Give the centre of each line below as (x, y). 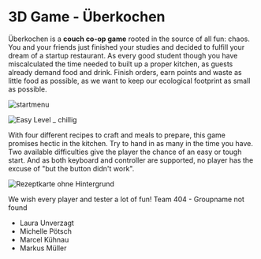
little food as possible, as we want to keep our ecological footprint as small (129, 81)
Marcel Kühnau (44, 239)
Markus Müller (43, 248)
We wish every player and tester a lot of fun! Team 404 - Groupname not (126, 199)
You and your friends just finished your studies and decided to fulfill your (127, 47)
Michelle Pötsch (46, 231)
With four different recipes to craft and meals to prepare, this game (117, 135)
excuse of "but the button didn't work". (71, 168)
